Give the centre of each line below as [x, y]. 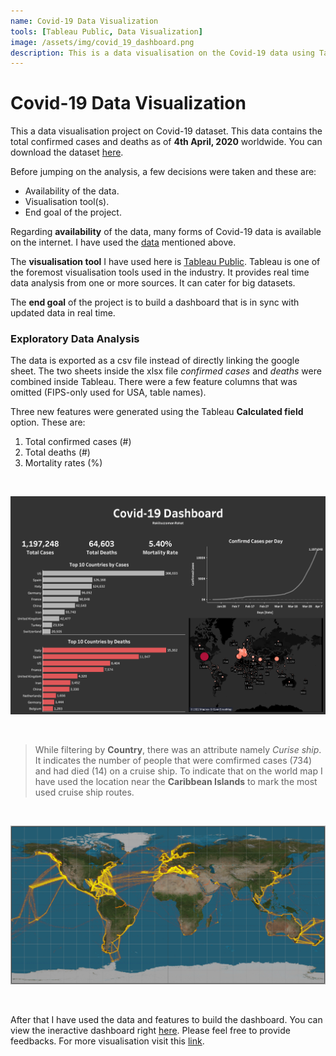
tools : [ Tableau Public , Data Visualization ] [106, 31]
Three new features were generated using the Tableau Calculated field [157, 412]
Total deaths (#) [57, 452]
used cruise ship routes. [84, 792]
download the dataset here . [67, 152]
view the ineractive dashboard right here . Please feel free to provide [150, 1030]
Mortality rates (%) [63, 463]
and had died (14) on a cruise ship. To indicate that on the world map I [178, 771]
